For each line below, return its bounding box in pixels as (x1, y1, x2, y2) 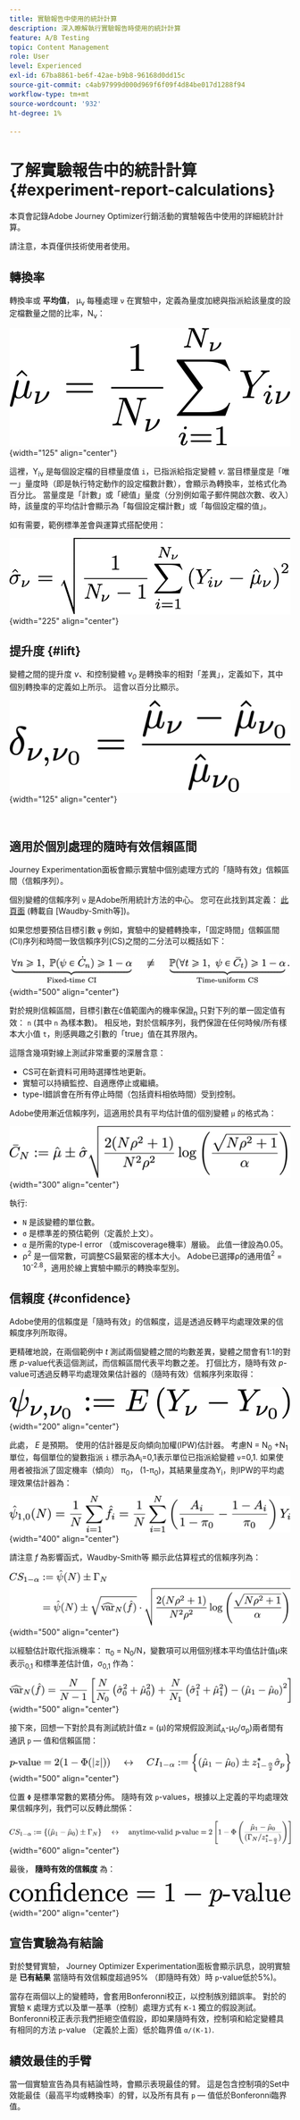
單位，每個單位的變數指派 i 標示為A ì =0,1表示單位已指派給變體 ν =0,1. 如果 (9, 1452, 277, 1465)
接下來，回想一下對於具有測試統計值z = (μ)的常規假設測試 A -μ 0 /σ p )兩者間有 (9, 1722, 284, 1735)
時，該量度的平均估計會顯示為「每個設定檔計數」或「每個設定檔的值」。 (9, 501, 271, 511)
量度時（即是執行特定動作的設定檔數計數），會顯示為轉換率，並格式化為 (24, 478, 287, 489)
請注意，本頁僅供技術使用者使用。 (9, 241, 135, 252)
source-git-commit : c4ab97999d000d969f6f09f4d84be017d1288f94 (9, 80, 246, 89)
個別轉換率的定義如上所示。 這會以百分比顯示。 (9, 682, 184, 693)
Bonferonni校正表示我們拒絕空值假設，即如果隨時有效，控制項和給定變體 (9, 2014, 277, 2024)
